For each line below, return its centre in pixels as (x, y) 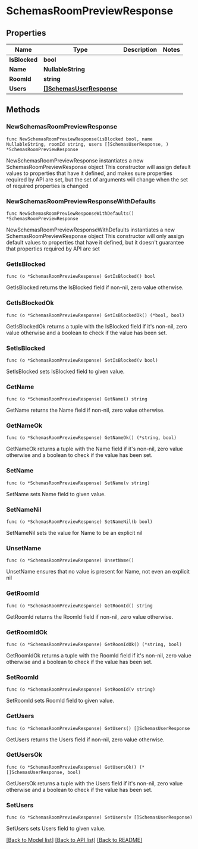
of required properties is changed (47, 186)
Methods (23, 110)
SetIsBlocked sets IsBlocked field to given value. (65, 371)
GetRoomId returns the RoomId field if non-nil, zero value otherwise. (90, 616)
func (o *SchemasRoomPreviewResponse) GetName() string (77, 399)
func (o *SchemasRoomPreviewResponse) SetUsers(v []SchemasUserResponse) (100, 817)
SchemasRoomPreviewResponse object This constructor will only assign (95, 236)
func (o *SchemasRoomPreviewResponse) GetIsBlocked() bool (81, 277)
